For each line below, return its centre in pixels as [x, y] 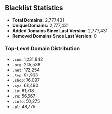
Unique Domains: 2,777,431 [40, 25]
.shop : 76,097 [26, 80]
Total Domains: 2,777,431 [38, 20]
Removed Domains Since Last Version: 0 [55, 36]
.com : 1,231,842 [28, 59]
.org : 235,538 [26, 65]
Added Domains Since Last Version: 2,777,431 [60, 30]
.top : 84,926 [25, 75]
